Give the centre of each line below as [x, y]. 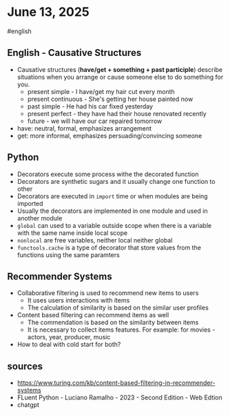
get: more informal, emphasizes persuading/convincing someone [109, 135]
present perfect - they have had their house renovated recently [117, 113]
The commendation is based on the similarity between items [113, 323]
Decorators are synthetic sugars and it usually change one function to [116, 181]
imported [30, 203]
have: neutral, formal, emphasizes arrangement [84, 128]
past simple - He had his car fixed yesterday [90, 106]
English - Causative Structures [74, 53]
